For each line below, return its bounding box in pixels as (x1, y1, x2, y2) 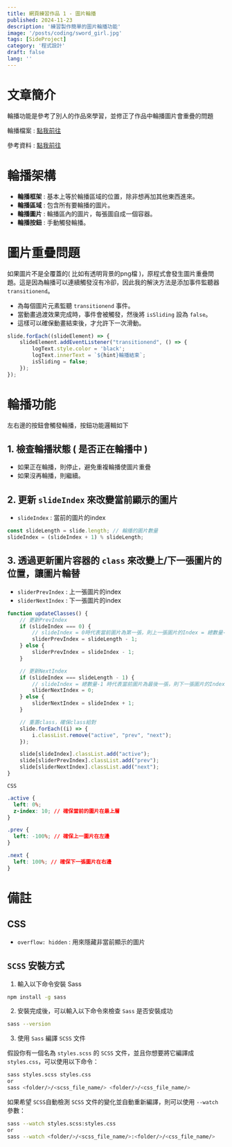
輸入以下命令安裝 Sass (17, 979, 82, 988)
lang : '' (7, 55, 33, 62)
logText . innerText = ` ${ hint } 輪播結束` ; (32, 352, 146, 359)
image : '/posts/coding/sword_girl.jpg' (7, 29, 123, 37)
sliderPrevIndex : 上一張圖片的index (17, 587, 121, 596)
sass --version (7, 1021, 51, 1028)
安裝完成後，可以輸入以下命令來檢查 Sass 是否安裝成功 (17, 1007, 173, 1015)
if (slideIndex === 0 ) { (19, 623, 91, 630)
